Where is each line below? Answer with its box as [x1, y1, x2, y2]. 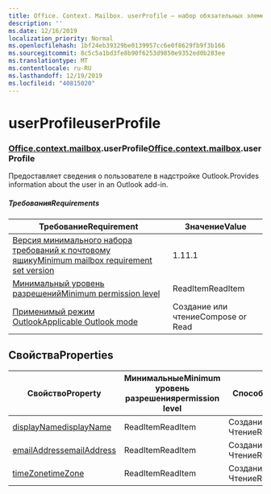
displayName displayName [12, 421, 111, 432]
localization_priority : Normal [8, 34, 114, 43]
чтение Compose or [172, 311, 248, 322]
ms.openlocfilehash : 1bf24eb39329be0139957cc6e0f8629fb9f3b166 [8, 42, 226, 50]
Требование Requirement [39, 221, 139, 232]
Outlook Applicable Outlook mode [12, 316, 139, 327]
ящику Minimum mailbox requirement [12, 255, 152, 266]
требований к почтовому [12, 244, 111, 255]
